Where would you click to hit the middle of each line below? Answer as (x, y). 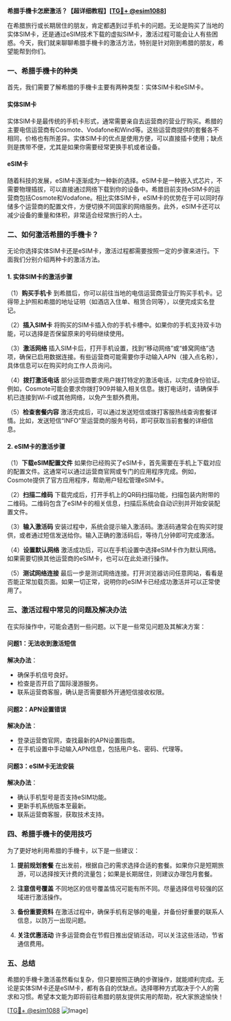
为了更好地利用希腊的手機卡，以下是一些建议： (73, 850)
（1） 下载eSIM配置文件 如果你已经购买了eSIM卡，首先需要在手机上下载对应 (114, 463)
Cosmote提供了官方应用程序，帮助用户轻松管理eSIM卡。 (87, 480)
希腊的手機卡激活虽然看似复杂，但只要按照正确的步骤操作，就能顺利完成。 (112, 979)
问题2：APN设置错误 (37, 709)
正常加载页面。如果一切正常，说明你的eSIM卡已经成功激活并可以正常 (117, 582)
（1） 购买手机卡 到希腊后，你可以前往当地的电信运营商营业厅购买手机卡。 (112, 293)
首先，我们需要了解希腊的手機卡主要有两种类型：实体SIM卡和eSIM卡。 (107, 87)
